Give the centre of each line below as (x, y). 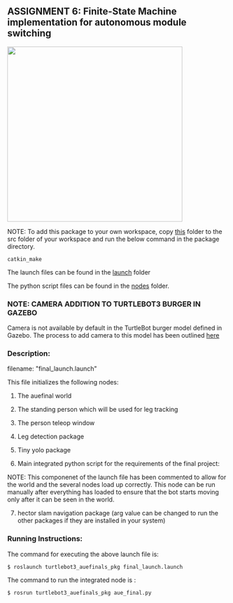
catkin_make (24, 259)
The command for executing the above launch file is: (83, 554)
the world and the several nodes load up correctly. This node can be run (111, 485)
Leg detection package (51, 436)
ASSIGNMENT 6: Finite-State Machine (92, 12)
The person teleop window (56, 423)
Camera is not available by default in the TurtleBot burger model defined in (115, 328)
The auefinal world (44, 396)
